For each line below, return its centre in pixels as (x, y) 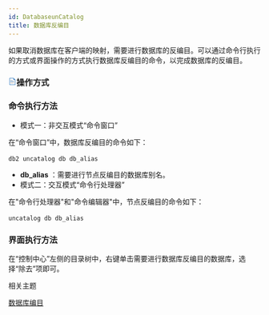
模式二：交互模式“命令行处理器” (72, 185)
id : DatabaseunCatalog (46, 17)
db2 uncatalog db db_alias (53, 159)
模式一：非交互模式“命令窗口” (69, 125)
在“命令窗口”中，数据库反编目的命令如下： (78, 142)
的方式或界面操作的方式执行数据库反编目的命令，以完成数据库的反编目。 (127, 60)
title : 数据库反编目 (39, 25)
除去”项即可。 (41, 269)
